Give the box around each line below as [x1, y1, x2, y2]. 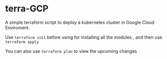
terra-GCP [5, 3, 49, 14]
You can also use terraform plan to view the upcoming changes [5, 48, 137, 54]
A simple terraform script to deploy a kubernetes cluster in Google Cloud [5, 19, 155, 25]
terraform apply [5, 39, 39, 45]
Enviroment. [5, 24, 30, 30]
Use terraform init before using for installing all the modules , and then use [5, 34, 163, 40]
